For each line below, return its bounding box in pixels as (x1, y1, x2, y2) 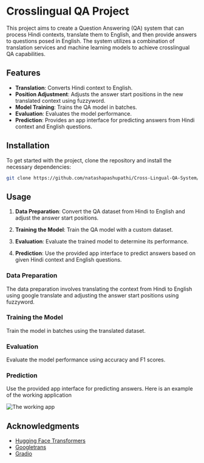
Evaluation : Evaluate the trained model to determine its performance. (15, 238, 189, 245)
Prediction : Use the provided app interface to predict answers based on (15, 249, 196, 257)
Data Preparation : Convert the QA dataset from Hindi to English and (15, 208, 185, 215)
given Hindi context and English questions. (15, 256, 122, 263)
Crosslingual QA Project (6, 4, 129, 18)
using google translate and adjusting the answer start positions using (6, 291, 179, 299)
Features (6, 68, 41, 78)
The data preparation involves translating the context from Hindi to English (6, 285, 192, 293)
